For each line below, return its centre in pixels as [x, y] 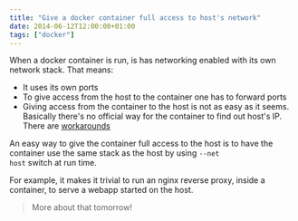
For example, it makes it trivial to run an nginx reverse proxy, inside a [137, 180]
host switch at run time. [53, 163]
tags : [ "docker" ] [42, 34]
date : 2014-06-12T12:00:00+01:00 [72, 26]
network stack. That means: [62, 70]
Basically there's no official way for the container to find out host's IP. [152, 116]
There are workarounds [66, 126]
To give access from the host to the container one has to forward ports [154, 97]
